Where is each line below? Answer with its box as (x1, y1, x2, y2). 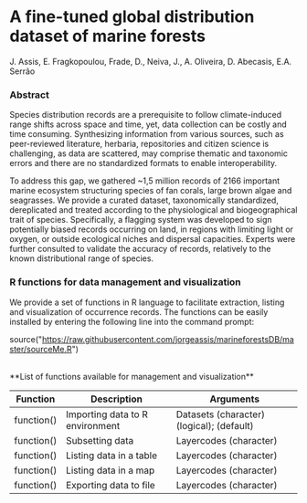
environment (65, 419, 121, 432)
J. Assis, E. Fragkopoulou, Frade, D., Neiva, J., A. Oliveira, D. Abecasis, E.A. (9, 56, 292, 67)
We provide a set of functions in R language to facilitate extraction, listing (9, 297, 285, 308)
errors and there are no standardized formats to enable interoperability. (9, 158, 278, 169)
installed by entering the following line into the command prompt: (9, 316, 255, 327)
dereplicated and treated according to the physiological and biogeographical (9, 204, 298, 215)
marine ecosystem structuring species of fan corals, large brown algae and (9, 185, 292, 196)
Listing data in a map (65, 464, 155, 477)
